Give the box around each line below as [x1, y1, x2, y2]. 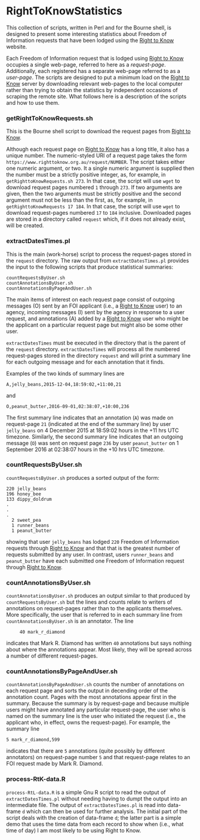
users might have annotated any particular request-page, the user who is [6, 706, 186, 713]
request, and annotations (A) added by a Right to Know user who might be [6, 315, 189, 322]
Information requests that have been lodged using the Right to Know [6, 36, 174, 44]
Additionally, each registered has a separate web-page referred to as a [6, 67, 180, 74]
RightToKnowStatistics [6, 4, 122, 18]
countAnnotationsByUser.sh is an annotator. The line [6, 617, 134, 625]
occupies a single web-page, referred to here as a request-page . [6, 61, 166, 68]
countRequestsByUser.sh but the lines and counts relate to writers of [6, 598, 173, 605]
